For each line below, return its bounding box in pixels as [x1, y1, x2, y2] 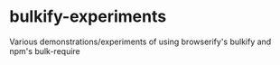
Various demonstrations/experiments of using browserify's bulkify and [9, 36, 272, 47]
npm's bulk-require [9, 45, 81, 56]
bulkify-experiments [9, 6, 167, 27]
